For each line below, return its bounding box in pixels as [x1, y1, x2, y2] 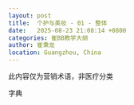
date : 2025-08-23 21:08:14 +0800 [8, 26, 127, 34]
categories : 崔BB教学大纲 [8, 33, 89, 42]
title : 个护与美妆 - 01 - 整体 [8, 19, 108, 27]
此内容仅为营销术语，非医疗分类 [8, 72, 113, 80]
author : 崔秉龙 [8, 41, 55, 49]
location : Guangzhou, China [8, 49, 102, 56]
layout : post [8, 11, 52, 20]
